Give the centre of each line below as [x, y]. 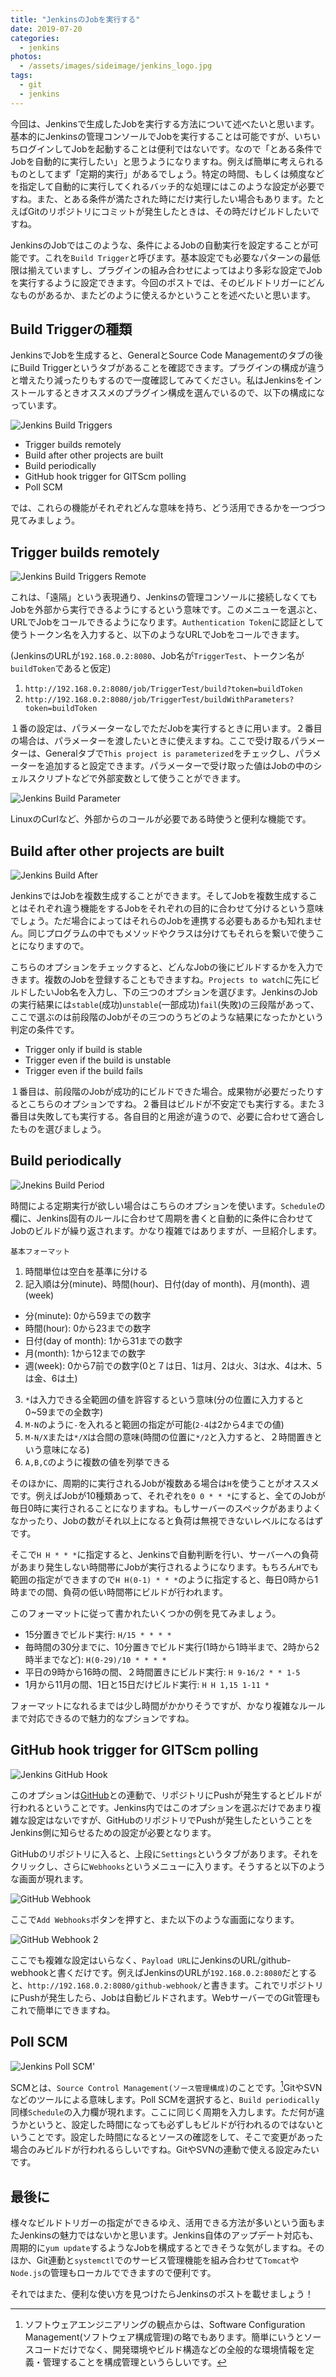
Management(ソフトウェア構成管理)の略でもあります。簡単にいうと [164, 2337]
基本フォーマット [40, 1251]
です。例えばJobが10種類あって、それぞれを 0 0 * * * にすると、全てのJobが [168, 1495]
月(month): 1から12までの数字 [85, 1353]
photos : [26, 57]
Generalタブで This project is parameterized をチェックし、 [170, 753]
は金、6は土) [51, 1378]
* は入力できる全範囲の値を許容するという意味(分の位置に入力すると [164, 1399]
